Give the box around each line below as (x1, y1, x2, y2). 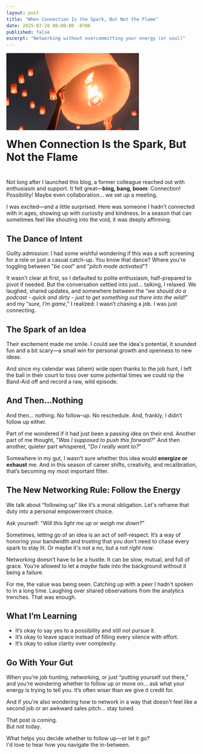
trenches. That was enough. (6, 593, 77, 600)
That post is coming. (6, 716, 58, 724)
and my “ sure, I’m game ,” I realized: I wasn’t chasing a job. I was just (6, 301, 178, 308)
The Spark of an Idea (6, 324, 87, 335)
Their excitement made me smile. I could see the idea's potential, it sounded (6, 341, 197, 347)
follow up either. (6, 418, 47, 425)
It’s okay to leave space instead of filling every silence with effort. (15, 633, 179, 640)
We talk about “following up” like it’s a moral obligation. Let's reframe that (6, 501, 190, 508)
